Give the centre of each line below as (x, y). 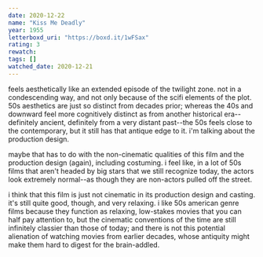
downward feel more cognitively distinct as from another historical (115, 114)
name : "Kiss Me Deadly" (47, 23)
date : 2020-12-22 (37, 15)
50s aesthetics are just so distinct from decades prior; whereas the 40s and (131, 105)
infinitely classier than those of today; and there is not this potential (117, 228)
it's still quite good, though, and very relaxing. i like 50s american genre (124, 203)
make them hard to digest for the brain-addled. (84, 244)
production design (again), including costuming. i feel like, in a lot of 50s (125, 163)
